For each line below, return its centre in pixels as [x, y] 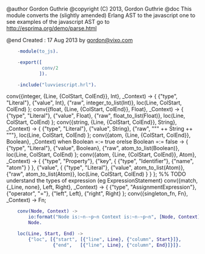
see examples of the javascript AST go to [58, 22]
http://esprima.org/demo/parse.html [52, 28]
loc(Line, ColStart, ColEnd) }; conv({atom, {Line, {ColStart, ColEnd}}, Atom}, [101, 154]
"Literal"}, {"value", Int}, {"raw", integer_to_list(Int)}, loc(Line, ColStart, [94, 103]
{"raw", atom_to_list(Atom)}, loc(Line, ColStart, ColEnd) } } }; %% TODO [96, 174]
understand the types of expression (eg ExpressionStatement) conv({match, [102, 181]
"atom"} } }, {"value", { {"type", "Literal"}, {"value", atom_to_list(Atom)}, [95, 168]
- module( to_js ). [38, 51]
